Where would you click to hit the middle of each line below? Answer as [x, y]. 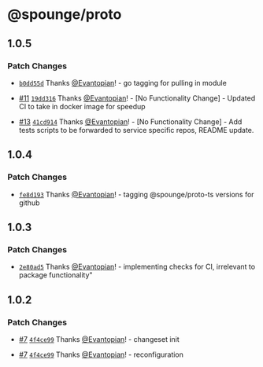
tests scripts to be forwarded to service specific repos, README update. [136, 130]
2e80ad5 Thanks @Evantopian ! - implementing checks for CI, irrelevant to [137, 267]
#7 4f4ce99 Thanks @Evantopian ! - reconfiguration [101, 354]
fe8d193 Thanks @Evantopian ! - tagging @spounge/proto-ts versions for [136, 194]
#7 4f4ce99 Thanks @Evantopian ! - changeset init [99, 339]
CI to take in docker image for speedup [82, 106]
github [29, 203]
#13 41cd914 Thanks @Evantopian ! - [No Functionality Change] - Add [130, 121]
